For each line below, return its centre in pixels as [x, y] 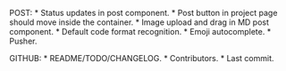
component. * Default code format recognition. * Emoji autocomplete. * [140, 32]
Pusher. [23, 41]
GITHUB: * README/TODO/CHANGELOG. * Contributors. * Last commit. [142, 58]
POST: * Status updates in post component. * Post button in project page [143, 13]
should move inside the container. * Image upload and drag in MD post [139, 22]
